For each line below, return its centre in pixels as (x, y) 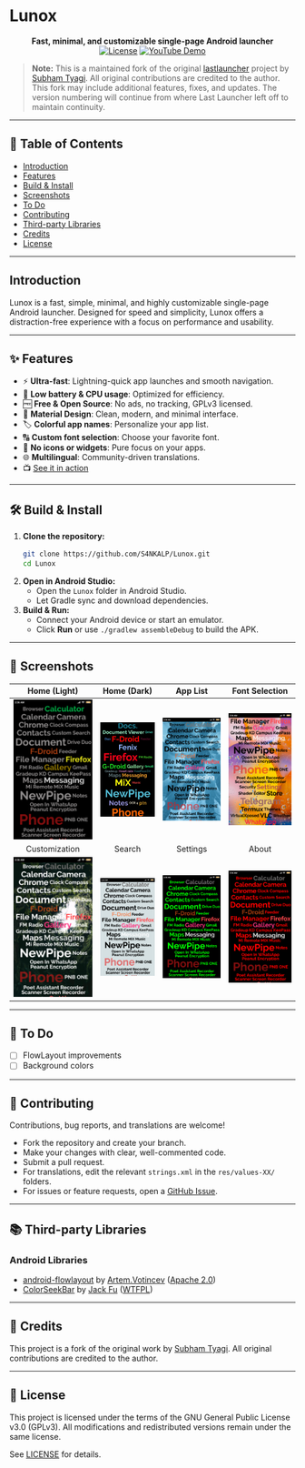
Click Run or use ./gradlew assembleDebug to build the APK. (147, 629)
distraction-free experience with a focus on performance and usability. (142, 322)
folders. (37, 1181)
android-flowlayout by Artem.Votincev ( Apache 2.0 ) (119, 1280)
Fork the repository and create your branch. (104, 1143)
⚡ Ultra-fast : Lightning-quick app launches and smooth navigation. (148, 381)
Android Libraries (49, 1260)
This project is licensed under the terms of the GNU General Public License (150, 1417)
